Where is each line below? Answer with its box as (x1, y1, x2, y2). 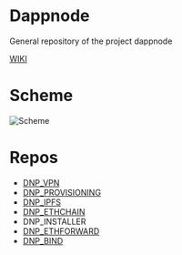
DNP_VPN (22, 177, 60, 188)
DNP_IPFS (22, 197, 62, 208)
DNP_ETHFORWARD (22, 225, 100, 237)
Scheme (9, 86, 74, 106)
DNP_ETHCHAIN (22, 206, 86, 217)
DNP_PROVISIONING (22, 187, 102, 198)
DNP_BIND (22, 235, 64, 246)
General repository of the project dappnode (9, 36, 173, 46)
